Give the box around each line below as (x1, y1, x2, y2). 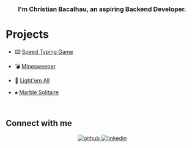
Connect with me (6, 118, 73, 128)
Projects (6, 28, 50, 42)
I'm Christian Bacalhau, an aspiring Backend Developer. (17, 5, 187, 13)
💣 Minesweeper (14, 62, 56, 70)
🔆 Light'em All (14, 76, 50, 84)
